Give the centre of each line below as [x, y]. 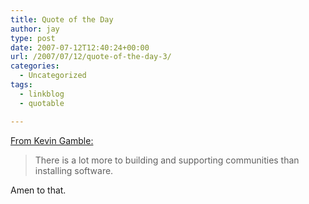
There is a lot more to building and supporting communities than [167, 160]
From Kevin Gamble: [52, 140]
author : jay [35, 29]
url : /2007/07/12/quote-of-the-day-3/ [91, 57]
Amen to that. [38, 190]
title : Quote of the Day [62, 19]
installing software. [74, 170]
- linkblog [42, 94]
